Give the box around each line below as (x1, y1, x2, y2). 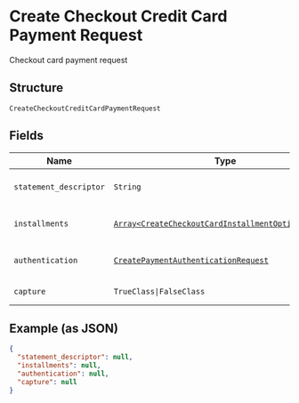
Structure (9, 80, 64, 95)
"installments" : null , (17, 361, 101, 370)
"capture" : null (17, 377, 77, 386)
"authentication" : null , (17, 369, 109, 378)
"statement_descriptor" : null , (17, 353, 133, 362)
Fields (9, 128, 44, 143)
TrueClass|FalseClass (113, 286, 206, 296)
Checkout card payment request (9, 54, 128, 65)
